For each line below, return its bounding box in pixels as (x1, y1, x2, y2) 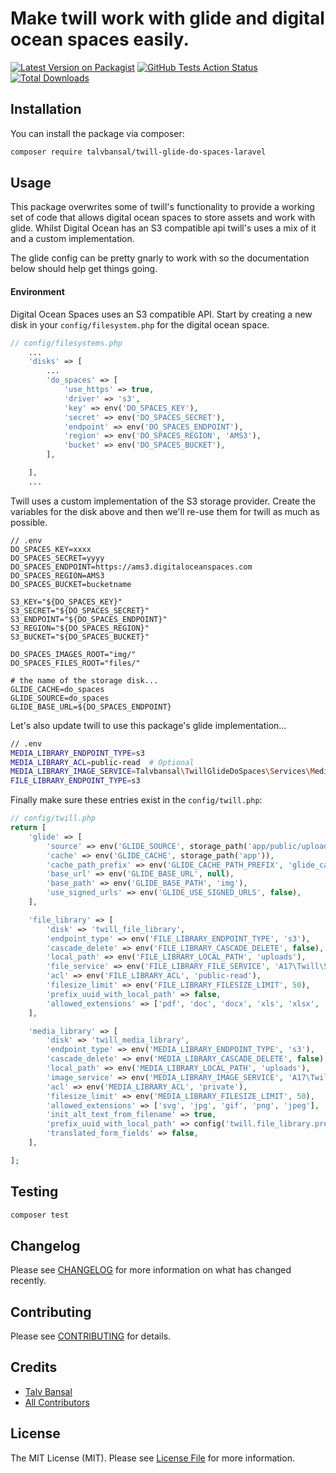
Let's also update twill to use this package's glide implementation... (10, 719, 287, 731)
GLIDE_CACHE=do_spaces (10, 684, 105, 694)
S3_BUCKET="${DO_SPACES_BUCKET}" (10, 632, 150, 642)
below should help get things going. (10, 263, 158, 275)
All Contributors (24, 1396, 90, 1408)
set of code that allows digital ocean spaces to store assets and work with (10, 212, 316, 224)
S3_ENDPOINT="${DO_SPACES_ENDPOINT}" (10, 614, 168, 624)
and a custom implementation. (10, 233, 135, 245)
